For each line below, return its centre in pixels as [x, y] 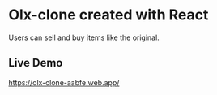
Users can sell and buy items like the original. [84, 37]
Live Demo [36, 63]
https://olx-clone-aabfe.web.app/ [64, 82]
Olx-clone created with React [108, 15]
